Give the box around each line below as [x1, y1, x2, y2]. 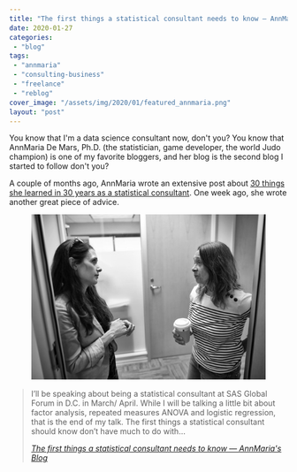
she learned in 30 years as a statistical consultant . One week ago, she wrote [9, 187, 287, 198]
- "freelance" [12, 80, 65, 88]
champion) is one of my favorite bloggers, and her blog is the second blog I [9, 151, 284, 163]
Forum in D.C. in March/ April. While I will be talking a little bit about [30, 398, 276, 408]
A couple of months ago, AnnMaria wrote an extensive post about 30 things [9, 178, 286, 189]
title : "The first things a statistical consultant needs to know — [9, 14, 267, 23]
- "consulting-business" [12, 71, 104, 80]
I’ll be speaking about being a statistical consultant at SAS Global [30, 389, 268, 400]
